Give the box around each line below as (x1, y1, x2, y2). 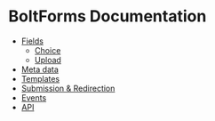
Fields (20, 36, 44, 46)
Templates (20, 73, 60, 84)
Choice (34, 44, 61, 55)
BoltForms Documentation (8, 6, 207, 27)
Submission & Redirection (20, 83, 115, 93)
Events (20, 92, 47, 103)
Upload (34, 54, 61, 65)
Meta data (20, 64, 59, 75)
